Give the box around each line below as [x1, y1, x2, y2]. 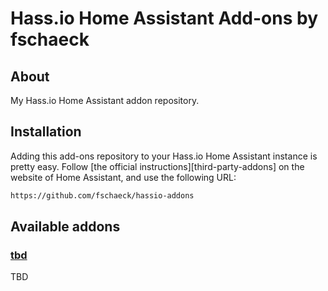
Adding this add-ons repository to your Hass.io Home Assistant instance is [10, 150, 318, 162]
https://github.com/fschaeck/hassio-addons [10, 190, 195, 201]
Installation [10, 123, 82, 141]
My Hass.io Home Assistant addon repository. [10, 95, 200, 106]
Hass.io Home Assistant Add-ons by [10, 7, 318, 30]
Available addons [10, 218, 121, 236]
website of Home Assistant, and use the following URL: [10, 171, 237, 183]
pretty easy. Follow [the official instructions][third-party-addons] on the [10, 160, 305, 172]
